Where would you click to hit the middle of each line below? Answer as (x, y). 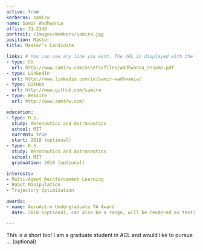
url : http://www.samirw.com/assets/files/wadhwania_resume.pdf (93, 68)
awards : (16, 202)
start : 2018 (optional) (41, 140)
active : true (23, 12)
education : (20, 112)
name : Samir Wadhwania (35, 23)
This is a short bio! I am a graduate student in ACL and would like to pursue (100, 235)
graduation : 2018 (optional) (48, 163)
